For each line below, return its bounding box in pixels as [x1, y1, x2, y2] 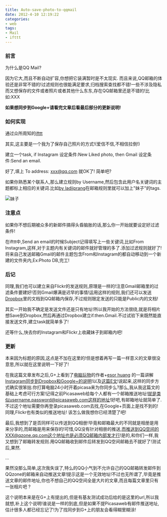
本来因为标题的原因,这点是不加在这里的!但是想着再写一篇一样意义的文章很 [5, 355, 157, 361]
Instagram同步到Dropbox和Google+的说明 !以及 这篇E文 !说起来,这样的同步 [5, 378, 155, 384]
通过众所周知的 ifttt [5, 130, 43, 136]
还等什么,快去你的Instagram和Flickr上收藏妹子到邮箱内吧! [5, 329, 123, 335]
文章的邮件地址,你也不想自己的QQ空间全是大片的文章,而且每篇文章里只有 [9, 478, 159, 484]
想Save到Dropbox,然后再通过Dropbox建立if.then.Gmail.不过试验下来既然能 [5, 312, 158, 319]
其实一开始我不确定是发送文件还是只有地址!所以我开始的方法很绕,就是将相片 [5, 306, 161, 312]
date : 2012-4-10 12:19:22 [5, 12, 59, 17]
